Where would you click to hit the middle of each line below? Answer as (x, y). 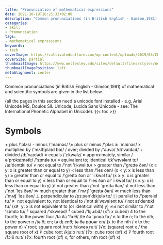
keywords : (15, 46)
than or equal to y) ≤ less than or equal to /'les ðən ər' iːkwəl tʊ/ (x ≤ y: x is (79, 180)
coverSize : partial (25, 59)
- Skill (13, 28)
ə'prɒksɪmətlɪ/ (19, 160)
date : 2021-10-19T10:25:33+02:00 (39, 14)
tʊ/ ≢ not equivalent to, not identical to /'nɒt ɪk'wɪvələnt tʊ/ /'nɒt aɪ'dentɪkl (80, 201)
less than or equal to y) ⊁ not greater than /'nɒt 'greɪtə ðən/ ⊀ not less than (80, 185)
